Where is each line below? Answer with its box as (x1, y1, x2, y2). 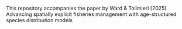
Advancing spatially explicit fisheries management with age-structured (6, 11, 177, 18)
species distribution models (6, 17, 73, 23)
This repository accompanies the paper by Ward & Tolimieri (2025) (6, 5, 167, 11)
